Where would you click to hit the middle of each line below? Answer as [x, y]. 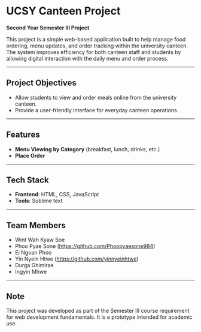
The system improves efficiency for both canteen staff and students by [94, 52]
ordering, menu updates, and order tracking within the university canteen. [97, 46]
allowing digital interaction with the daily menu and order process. [87, 58]
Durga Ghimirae [34, 265]
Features [23, 135]
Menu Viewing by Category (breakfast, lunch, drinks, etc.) [87, 149]
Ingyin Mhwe [31, 272]
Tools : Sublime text [39, 201]
